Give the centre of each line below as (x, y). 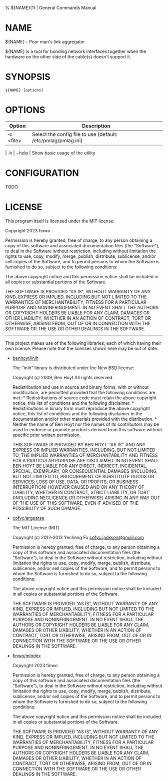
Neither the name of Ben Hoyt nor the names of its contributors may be (85, 424)
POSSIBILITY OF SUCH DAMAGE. (47, 508)
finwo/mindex (26, 656)
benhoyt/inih (25, 358)
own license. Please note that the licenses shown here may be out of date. (82, 348)
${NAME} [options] (24, 90)
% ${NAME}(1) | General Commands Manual (51, 8)
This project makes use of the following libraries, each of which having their (83, 343)
